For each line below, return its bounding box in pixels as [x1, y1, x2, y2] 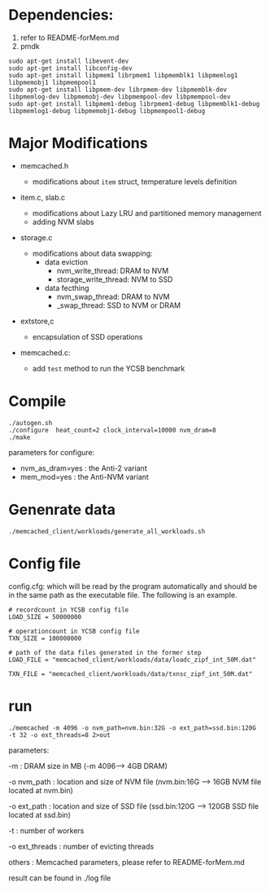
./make [8, 433, 31, 441]
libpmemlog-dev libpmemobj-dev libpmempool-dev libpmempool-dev [8, 92, 231, 101]
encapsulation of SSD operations [32, 331, 143, 341]
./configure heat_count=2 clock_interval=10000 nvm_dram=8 [8, 426, 217, 434]
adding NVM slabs [32, 217, 95, 226]
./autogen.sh [8, 419, 53, 427]
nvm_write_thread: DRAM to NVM [56, 266, 169, 275]
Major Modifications [8, 134, 148, 152]
